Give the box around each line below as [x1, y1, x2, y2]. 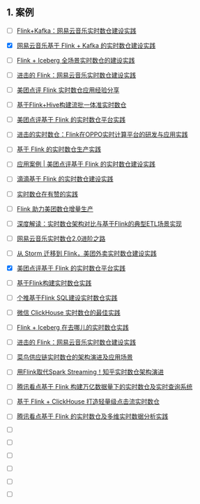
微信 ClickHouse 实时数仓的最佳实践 [16, 309, 121, 316]
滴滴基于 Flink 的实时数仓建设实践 [16, 175, 114, 183]
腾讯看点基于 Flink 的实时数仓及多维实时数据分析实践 [16, 412, 169, 420]
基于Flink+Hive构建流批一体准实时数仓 [16, 100, 127, 109]
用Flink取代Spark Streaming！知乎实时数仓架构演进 [16, 368, 164, 376]
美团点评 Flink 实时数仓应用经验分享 [16, 86, 120, 94]
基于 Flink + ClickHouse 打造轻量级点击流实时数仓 [16, 397, 160, 406]
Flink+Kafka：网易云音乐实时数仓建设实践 [16, 26, 137, 35]
